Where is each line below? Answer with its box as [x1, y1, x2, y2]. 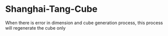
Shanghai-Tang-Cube [5, 3, 98, 15]
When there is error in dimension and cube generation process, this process [5, 20, 163, 26]
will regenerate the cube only [5, 25, 66, 31]
